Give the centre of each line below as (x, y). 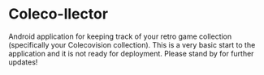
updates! (23, 62)
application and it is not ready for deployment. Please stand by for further (131, 53)
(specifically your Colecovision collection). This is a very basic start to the (132, 44)
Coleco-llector (58, 14)
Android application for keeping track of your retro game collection (120, 36)
